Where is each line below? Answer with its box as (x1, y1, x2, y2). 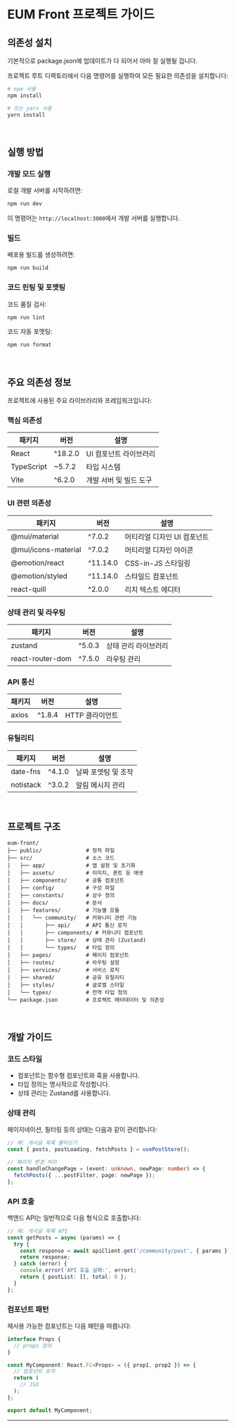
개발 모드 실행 (7, 169, 51, 179)
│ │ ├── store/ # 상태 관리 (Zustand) (7, 937, 146, 944)
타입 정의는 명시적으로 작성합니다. (17, 1080, 110, 1088)
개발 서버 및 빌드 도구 (86, 475, 152, 485)
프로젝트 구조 (7, 821, 61, 832)
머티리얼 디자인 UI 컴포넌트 (124, 532, 209, 541)
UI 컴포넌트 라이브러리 (86, 449, 156, 459)
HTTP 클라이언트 (65, 711, 119, 721)
